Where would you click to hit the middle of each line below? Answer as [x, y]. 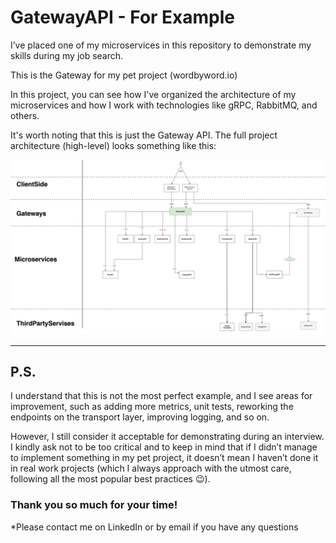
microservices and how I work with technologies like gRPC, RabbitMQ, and [164, 105]
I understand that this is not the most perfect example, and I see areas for [161, 396]
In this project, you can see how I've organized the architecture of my [153, 94]
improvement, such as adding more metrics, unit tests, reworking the [152, 407]
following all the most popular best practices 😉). [110, 479]
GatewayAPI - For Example [123, 17]
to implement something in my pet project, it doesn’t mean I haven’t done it [164, 458]
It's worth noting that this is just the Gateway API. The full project [144, 135]
